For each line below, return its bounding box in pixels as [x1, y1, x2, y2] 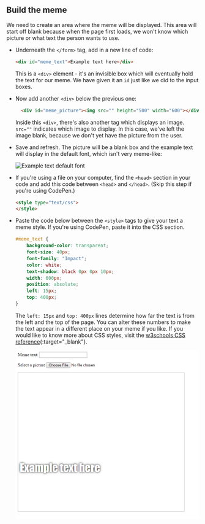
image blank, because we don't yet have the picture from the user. [15, 131, 183, 139]
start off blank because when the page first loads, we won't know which [6, 28, 188, 35]
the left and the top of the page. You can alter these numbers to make [15, 318, 191, 326]
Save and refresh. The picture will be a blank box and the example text [15, 144, 193, 151]
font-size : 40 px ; [26, 249, 71, 255]
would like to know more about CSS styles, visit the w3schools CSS [15, 331, 185, 339]
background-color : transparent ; [26, 242, 109, 249]
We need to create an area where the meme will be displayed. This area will [6, 21, 197, 28]
